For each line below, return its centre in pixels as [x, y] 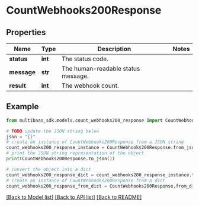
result [18, 85]
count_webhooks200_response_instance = [55, 148]
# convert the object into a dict [49, 169]
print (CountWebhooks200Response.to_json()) [61, 159]
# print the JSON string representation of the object [75, 153]
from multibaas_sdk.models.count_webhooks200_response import [84, 120]
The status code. [85, 59]
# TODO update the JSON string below [53, 131]
